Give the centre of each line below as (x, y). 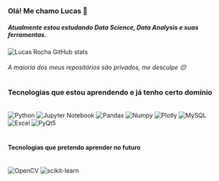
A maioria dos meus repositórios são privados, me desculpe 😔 (97, 67)
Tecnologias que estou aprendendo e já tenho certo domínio (110, 92)
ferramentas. (27, 34)
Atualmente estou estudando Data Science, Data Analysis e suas (103, 27)
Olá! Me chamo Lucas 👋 (48, 11)
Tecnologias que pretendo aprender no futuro (74, 147)
